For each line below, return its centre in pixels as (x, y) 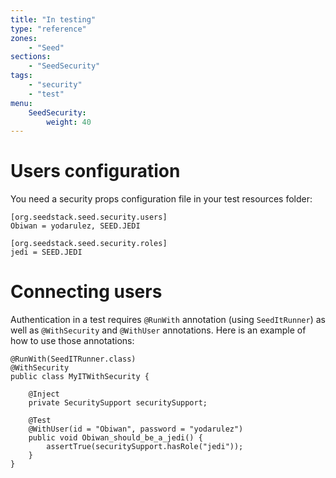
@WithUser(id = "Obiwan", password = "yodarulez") (136, 429)
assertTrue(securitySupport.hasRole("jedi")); (145, 447)
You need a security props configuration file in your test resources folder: (161, 199)
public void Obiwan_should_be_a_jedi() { (115, 438)
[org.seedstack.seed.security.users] (89, 217)
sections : (31, 57)
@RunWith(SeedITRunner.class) (73, 359)
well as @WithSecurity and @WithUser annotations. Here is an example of (158, 330)
